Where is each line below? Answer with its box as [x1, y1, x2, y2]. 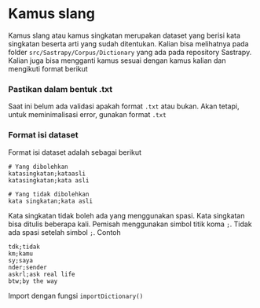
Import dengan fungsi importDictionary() [8, 291, 144, 300]
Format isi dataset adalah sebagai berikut [8, 147, 142, 157]
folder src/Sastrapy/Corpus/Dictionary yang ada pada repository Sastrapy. [8, 47, 252, 57]
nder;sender [8, 263, 47, 271]
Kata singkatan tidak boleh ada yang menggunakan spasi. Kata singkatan [8, 211, 245, 220]
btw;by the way [8, 277, 58, 285]
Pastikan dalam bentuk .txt [8, 83, 113, 94]
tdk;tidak [8, 243, 41, 251]
